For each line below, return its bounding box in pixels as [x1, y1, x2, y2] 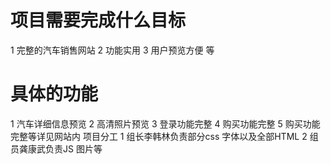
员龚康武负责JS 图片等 [10, 142, 103, 155]
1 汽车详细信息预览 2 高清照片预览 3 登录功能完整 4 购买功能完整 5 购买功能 [10, 117, 321, 130]
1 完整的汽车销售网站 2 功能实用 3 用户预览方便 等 [10, 44, 215, 56]
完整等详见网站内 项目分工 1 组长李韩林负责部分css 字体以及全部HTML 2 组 [10, 130, 319, 142]
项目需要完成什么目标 [10, 9, 187, 32]
